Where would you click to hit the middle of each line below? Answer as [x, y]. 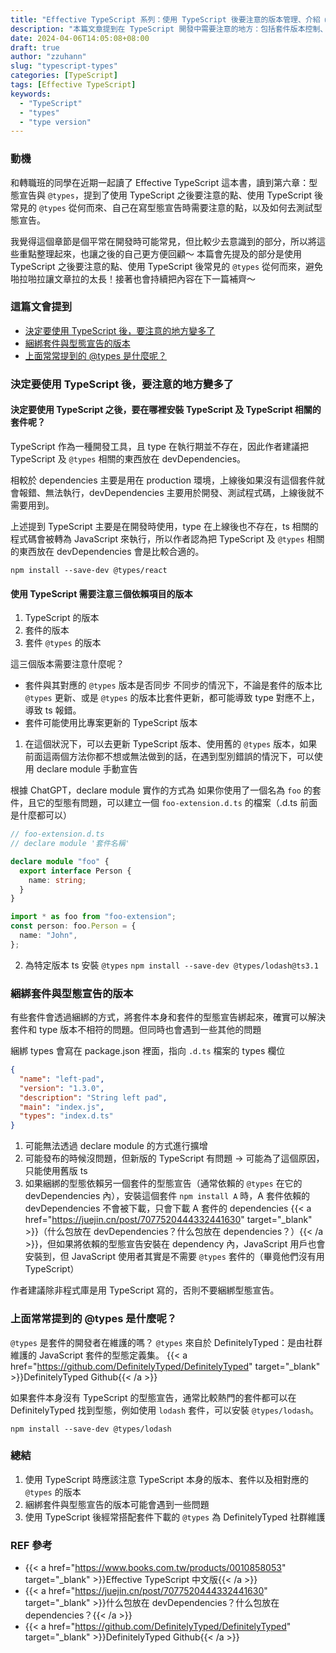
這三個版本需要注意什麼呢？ [67, 664]
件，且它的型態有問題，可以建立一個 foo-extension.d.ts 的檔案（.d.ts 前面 [164, 803]
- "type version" [55, 122]
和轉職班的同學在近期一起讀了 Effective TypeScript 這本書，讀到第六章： [160, 182]
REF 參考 [31, 1545]
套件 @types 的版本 [63, 643]
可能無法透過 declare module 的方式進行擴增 [116, 1146]
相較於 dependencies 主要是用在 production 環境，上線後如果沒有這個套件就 [167, 480]
